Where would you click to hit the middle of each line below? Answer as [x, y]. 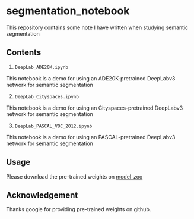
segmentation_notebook [68, 11]
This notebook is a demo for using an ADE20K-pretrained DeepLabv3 [91, 78]
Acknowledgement [42, 195]
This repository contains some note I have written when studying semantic [97, 27]
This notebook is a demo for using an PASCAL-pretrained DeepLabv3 [91, 137]
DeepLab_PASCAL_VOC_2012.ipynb [53, 126]
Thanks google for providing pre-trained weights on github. [79, 209]
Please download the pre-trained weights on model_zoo [74, 176]
